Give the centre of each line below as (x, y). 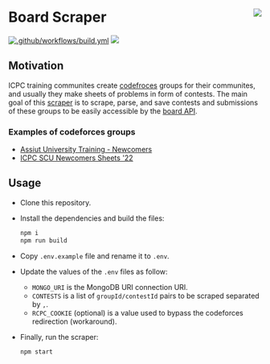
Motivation (36, 66)
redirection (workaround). (74, 321)
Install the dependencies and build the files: (92, 218)
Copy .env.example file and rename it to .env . (95, 256)
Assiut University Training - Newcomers (86, 150)
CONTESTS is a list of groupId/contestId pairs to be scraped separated (145, 296)
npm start (37, 352)
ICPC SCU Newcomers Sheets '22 (77, 158)
